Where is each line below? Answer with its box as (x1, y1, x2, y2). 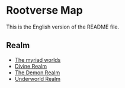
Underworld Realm (14, 75, 61, 82)
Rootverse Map (6, 4, 83, 17)
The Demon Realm (14, 69, 60, 76)
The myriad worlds (14, 56, 61, 63)
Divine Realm (14, 62, 47, 70)
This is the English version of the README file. (6, 23, 120, 30)
